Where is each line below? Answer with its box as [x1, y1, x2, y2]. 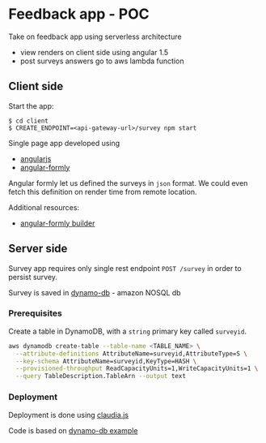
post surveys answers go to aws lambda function [19, 56, 184, 66]
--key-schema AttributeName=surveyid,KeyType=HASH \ [15, 357, 197, 365]
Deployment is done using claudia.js [8, 410, 129, 419]
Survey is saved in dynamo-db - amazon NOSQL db [8, 287, 181, 297]
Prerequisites [8, 308, 62, 319]
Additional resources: [8, 202, 79, 212]
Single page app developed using [8, 138, 120, 148]
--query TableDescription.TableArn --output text [15, 372, 186, 381]
